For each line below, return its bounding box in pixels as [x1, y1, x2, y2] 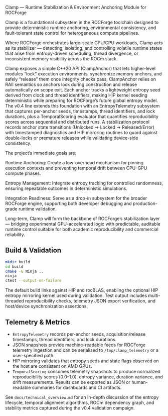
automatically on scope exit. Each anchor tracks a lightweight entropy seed [5, 87, 160, 92]
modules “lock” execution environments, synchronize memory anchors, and [5, 71, 162, 77]
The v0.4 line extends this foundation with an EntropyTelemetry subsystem [5, 103, 160, 109]
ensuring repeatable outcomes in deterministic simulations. [5, 185, 128, 191]
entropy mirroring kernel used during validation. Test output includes [5, 292, 147, 298]
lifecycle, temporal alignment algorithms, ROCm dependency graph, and [5, 399, 154, 405]
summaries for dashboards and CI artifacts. [32, 384, 122, 390]
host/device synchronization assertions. [5, 303, 88, 309]
